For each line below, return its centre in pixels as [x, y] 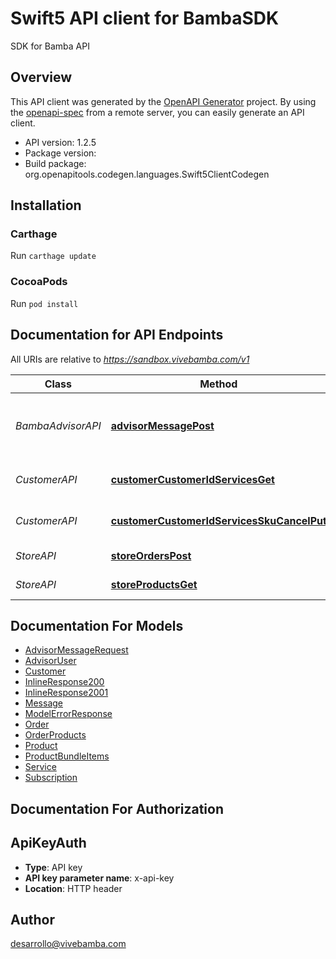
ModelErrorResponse [68, 714]
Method [218, 384]
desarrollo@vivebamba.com [68, 944]
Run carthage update [53, 256]
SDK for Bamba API [50, 46]
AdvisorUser [50, 661]
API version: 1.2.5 [60, 142]
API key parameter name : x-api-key [99, 878]
